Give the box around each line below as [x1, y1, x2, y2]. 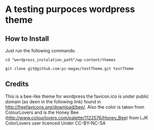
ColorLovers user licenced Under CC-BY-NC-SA [5, 120, 106, 126]
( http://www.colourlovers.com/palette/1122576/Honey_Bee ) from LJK [5, 114, 148, 120]
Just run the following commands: [5, 48, 76, 53]
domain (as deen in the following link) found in [5, 98, 102, 104]
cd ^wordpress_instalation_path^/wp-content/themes [5, 57, 116, 62]
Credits [5, 80, 29, 89]
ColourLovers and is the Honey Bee [5, 109, 79, 115]
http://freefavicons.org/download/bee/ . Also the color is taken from [5, 104, 144, 110]
